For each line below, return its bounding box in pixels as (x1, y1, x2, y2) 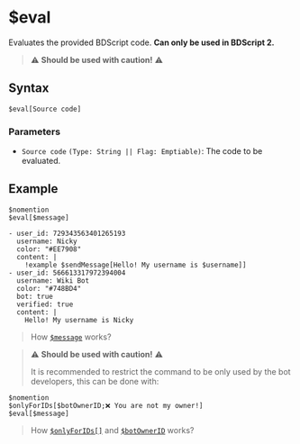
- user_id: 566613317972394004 (8, 268, 126, 277)
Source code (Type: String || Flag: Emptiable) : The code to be (21, 146, 263, 157)
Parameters (8, 125, 60, 138)
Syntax (8, 80, 50, 96)
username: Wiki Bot (16, 276, 90, 285)
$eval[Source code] (8, 104, 82, 113)
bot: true (16, 292, 53, 301)
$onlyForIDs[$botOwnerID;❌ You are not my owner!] (8, 401, 204, 410)
